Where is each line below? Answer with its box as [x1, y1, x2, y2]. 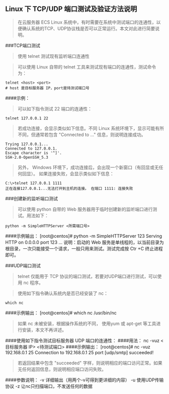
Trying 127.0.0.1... [5, 142, 49, 147]
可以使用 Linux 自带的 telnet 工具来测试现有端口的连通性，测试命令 [17, 63, 156, 70]
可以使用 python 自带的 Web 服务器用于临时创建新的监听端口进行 [17, 206, 153, 212]
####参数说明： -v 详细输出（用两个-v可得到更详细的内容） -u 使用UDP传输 [5, 377, 164, 383]
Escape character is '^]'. [5, 150, 62, 155]
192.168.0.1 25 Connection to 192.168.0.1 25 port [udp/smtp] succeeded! [5, 349, 154, 355]
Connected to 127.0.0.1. [5, 146, 58, 151]
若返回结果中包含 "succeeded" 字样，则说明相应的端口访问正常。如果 [17, 360, 163, 366]
